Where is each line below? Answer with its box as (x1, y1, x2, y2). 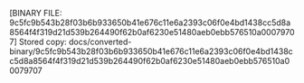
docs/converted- (69, 36, 132, 47)
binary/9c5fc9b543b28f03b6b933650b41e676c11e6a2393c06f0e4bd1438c (9, 46, 294, 57)
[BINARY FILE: (9, 8, 62, 18)
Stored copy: (18, 36, 68, 47)
